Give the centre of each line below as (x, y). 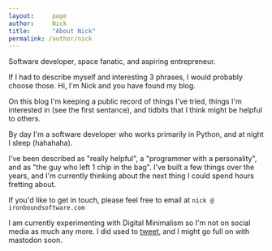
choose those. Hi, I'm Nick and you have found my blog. (102, 86)
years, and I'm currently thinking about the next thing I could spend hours (131, 176)
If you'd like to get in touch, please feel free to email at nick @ (111, 200)
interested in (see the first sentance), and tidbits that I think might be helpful (135, 110)
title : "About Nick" (52, 31)
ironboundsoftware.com (47, 208)
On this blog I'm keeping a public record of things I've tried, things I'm (125, 101)
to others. (24, 119)
